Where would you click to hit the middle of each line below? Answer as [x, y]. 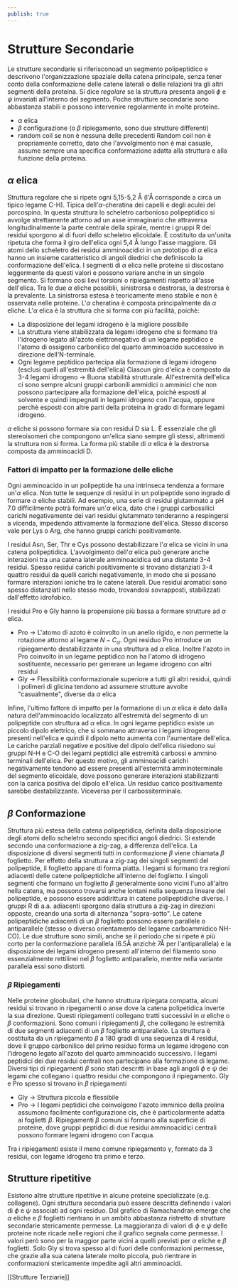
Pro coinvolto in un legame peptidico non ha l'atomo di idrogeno [111, 656]
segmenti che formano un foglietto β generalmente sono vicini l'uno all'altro [118, 883]
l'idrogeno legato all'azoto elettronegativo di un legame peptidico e [115, 340]
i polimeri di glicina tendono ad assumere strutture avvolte [103, 687]
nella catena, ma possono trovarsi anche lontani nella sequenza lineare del [117, 891]
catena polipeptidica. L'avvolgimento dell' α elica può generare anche [108, 552]
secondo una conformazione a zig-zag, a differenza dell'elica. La [102, 845]
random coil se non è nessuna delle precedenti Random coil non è [114, 135]
